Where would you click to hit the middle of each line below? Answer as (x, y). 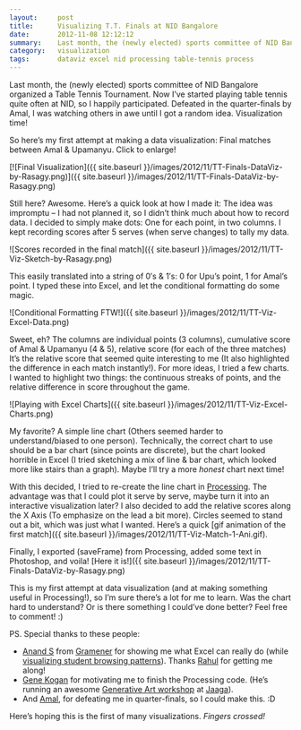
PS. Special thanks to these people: (75, 634)
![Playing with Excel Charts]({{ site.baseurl (87, 404)
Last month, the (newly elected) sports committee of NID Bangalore (134, 85)
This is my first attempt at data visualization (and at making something (139, 588)
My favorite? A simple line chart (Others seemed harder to (116, 431)
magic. (22, 295)
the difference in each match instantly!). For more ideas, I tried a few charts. (149, 368)
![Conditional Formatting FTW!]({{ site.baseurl (94, 313)
